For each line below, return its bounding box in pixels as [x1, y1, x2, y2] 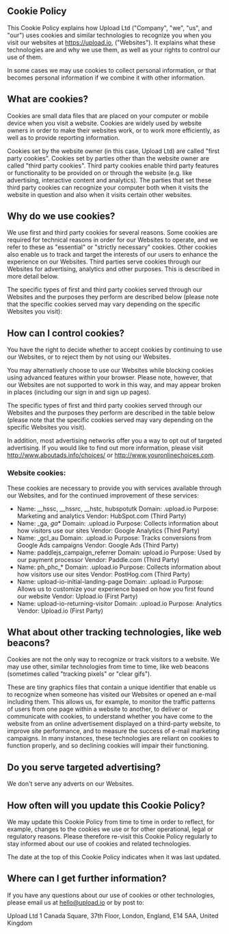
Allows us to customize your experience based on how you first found [16, 585, 214, 593]
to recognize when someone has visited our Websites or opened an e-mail [7, 690, 217, 699]
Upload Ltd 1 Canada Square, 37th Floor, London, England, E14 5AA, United [7, 911, 219, 920]
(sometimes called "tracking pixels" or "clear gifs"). [7, 670, 152, 678]
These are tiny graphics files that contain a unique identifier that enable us [7, 683, 217, 692]
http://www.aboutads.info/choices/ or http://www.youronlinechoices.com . [7, 451, 215, 459]
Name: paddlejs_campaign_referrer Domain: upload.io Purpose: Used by [16, 548, 221, 557]
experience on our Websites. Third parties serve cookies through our [7, 257, 202, 266]
